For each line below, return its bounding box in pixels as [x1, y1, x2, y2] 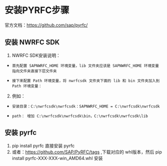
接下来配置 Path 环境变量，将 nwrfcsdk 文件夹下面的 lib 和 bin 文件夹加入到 [11, 78, 160, 83]
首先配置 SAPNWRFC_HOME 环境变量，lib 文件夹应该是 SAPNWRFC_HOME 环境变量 [11, 63, 159, 68]
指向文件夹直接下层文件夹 [11, 68, 57, 73]
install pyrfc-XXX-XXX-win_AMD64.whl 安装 [11, 155, 103, 161]
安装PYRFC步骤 [4, 4, 69, 16]
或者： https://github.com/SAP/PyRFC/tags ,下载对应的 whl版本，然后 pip [11, 148, 162, 155]
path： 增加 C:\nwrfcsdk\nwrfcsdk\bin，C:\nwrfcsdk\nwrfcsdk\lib [11, 113, 148, 118]
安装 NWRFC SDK [4, 38, 60, 46]
